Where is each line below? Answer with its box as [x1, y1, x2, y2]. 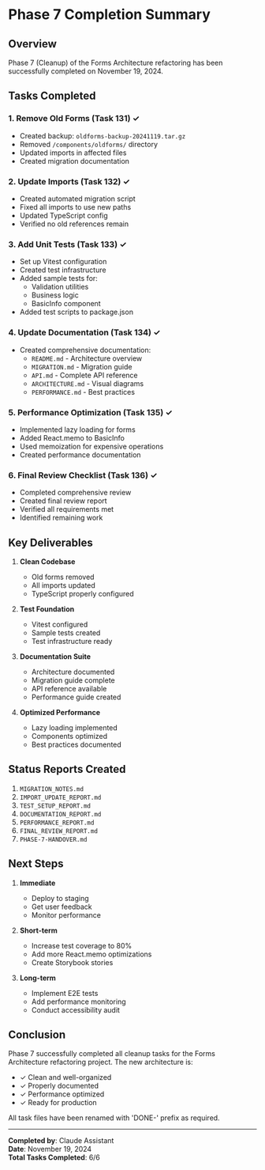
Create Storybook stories [31, 957, 114, 967]
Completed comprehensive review [19, 488, 132, 498]
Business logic [31, 290, 79, 300]
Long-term [19, 973, 57, 983]
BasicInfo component [31, 299, 101, 309]
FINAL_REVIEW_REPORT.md [19, 827, 99, 835]
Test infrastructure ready [31, 636, 113, 646]
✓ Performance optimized [19, 1089, 105, 1099]
